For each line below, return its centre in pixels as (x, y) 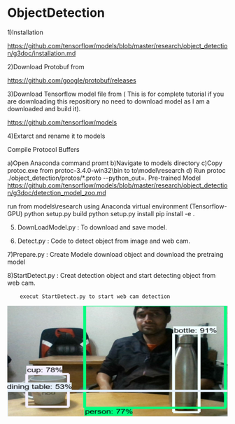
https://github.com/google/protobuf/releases (72, 80)
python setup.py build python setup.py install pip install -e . (109, 213)
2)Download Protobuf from (46, 66)
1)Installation (26, 32)
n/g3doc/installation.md (42, 53)
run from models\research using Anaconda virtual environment (98, 206)
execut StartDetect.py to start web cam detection (95, 296)
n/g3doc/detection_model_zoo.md (57, 192)
